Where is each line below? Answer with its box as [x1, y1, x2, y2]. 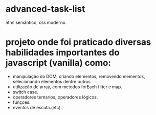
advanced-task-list [5, 3, 85, 15]
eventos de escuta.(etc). [12, 104, 62, 110]
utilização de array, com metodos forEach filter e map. [12, 84, 123, 90]
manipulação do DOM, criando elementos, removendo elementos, [12, 73, 145, 79]
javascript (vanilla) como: [5, 57, 111, 69]
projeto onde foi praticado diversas [5, 37, 151, 48]
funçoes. [12, 99, 31, 105]
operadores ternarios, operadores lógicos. [12, 94, 98, 100]
